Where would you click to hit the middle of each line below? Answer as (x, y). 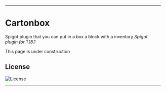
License (18, 67)
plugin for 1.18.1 (20, 42)
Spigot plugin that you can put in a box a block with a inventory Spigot (76, 36)
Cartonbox (28, 23)
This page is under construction (38, 51)
